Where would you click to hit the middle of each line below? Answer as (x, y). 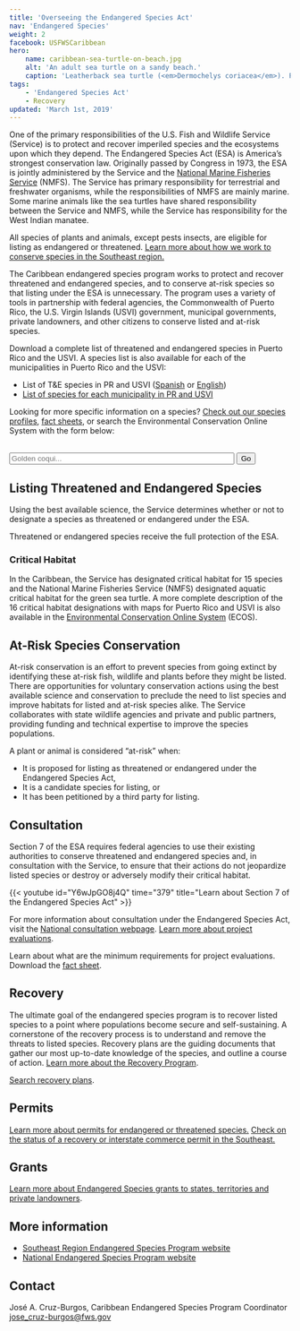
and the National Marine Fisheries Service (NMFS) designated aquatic (137, 588)
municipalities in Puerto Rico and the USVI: (88, 367)
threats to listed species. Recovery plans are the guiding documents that (142, 1043)
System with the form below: (62, 431)
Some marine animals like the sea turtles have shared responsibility (133, 202)
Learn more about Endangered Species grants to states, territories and (139, 1189)
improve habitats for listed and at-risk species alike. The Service (127, 705)
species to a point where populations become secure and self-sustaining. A (148, 1024)
